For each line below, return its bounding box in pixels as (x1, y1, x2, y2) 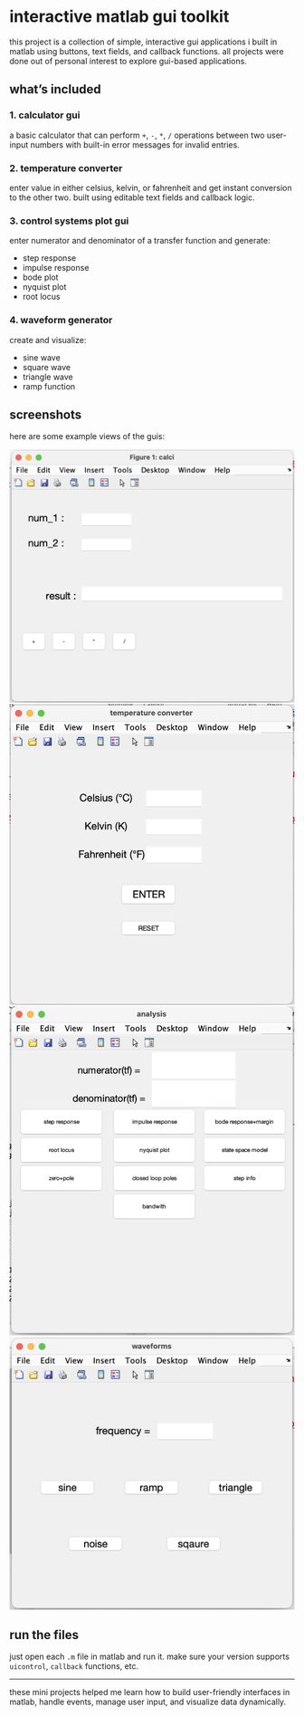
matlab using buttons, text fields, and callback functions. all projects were (9, 45, 284, 56)
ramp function (22, 380, 76, 391)
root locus (22, 292, 61, 302)
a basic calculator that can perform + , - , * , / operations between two (9, 129, 265, 140)
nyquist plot (22, 282, 67, 292)
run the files (9, 1627, 80, 1643)
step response (22, 253, 77, 264)
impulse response (22, 263, 90, 273)
